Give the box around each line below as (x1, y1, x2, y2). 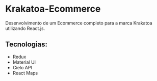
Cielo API (12, 64, 32, 70)
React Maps (12, 70, 38, 76)
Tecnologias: (5, 40, 47, 49)
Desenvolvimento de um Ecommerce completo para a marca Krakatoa (5, 20, 152, 26)
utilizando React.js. (5, 25, 45, 31)
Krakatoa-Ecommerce (5, 3, 101, 15)
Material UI (12, 59, 36, 65)
